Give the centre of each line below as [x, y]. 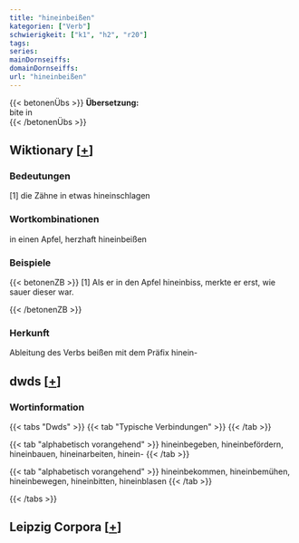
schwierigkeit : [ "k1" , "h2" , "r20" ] [78, 34]
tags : [19, 43]
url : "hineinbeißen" [48, 77]
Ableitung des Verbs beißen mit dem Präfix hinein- [104, 353]
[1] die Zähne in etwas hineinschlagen [80, 196]
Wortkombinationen [54, 219]
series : [24, 52]
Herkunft [29, 333]
